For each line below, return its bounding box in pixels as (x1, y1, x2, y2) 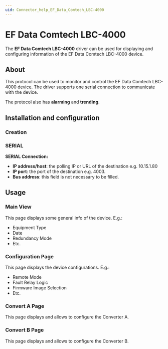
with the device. (5, 89, 39, 95)
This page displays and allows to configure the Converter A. (5, 314, 129, 320)
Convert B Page (5, 326, 44, 333)
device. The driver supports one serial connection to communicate (17, 84, 155, 90)
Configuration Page (5, 253, 54, 260)
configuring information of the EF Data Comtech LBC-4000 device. (5, 51, 144, 57)
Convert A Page (5, 302, 45, 309)
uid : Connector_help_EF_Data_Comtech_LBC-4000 (5, 7, 104, 13)
